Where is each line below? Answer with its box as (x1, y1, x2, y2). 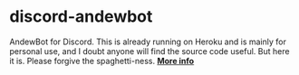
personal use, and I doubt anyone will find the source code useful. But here (9, 45, 290, 56)
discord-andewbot (9, 6, 153, 27)
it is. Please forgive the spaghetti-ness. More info (9, 55, 195, 66)
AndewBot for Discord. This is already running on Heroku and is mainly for (9, 36, 287, 47)
